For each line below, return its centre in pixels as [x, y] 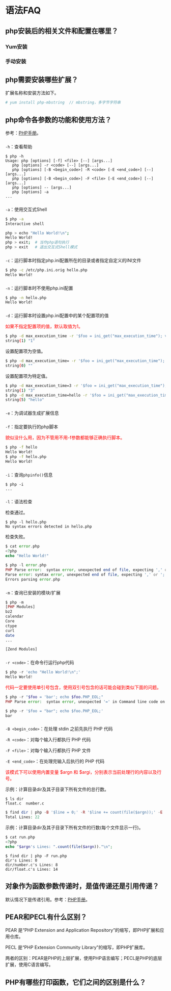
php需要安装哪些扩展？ [42, 80]
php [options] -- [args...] [42, 187]
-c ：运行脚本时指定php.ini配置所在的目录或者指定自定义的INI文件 [73, 260]
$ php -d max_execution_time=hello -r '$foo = [55, 395]
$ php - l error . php [26, 565]
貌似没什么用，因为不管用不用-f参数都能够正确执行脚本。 [65, 438]
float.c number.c [25, 803]
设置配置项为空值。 [25, 351]
